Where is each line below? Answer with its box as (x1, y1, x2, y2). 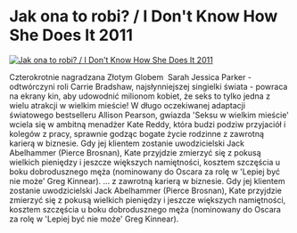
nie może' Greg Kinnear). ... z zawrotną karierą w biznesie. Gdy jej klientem (9, 175, 285, 186)
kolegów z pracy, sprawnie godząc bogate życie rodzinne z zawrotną (9, 128, 265, 139)
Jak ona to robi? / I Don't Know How (9, 6, 278, 27)
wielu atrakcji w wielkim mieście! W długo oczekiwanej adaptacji (9, 100, 246, 110)
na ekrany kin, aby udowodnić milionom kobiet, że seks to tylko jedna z (9, 91, 270, 101)
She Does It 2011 (9, 25, 134, 45)
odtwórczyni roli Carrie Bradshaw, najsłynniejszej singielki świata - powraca (9, 81, 288, 92)
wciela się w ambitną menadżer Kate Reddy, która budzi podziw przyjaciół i (9, 118, 286, 130)
